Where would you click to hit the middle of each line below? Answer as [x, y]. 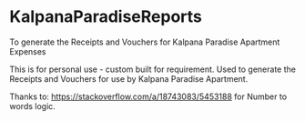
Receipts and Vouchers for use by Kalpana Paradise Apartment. [129, 78]
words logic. [33, 106]
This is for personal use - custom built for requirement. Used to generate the [152, 69]
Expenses [28, 51]
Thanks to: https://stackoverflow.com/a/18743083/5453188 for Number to [148, 96]
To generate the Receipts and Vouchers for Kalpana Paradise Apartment [145, 42]
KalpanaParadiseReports [106, 17]
